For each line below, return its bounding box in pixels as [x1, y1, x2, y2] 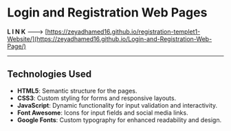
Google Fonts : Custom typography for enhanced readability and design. [16, 115, 222, 124]
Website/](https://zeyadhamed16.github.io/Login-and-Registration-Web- [7, 34, 212, 43]
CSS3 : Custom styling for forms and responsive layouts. [16, 94, 177, 102]
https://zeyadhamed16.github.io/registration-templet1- [47, 27, 201, 36]
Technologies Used [7, 69, 91, 80]
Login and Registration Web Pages [7, 5, 208, 21]
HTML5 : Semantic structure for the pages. [16, 86, 137, 95]
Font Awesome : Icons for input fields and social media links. [16, 108, 188, 117]
